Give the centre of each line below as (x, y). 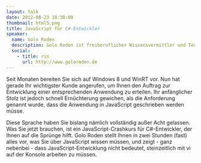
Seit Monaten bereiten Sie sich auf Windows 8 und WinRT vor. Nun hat (93, 79)
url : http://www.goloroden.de (60, 62)
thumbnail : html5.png (33, 23)
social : (21, 51)
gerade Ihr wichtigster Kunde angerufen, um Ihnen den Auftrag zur (88, 85)
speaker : (17, 34)
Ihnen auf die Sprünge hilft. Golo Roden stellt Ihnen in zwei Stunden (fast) (97, 135)
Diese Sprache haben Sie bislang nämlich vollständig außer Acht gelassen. (98, 122)
